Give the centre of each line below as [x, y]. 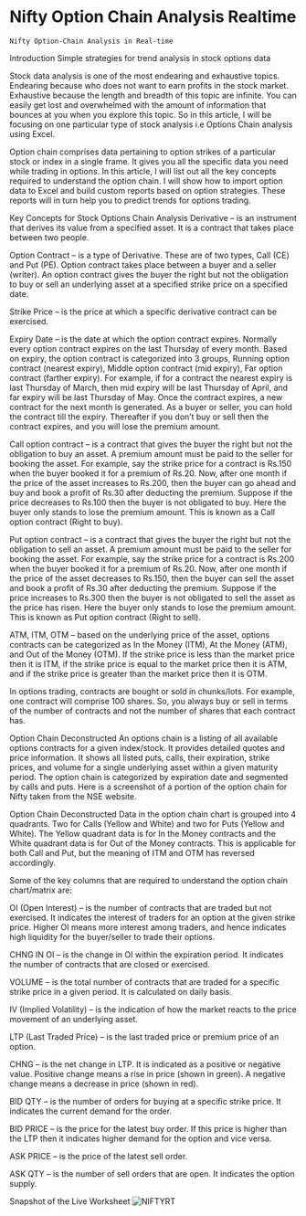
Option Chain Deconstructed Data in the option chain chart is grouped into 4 [153, 814]
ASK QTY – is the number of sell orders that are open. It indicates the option [152, 1174]
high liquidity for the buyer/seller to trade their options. [112, 936]
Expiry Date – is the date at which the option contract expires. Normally [143, 339]
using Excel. [32, 133]
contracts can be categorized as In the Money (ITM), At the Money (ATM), [148, 644]
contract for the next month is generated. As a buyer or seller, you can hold [151, 407]
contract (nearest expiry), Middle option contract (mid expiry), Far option [146, 368]
